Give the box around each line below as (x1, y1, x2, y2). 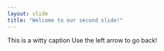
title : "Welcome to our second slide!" (7, 17, 124, 24)
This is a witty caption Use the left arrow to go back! (7, 36, 158, 44)
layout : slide (7, 10, 49, 17)
